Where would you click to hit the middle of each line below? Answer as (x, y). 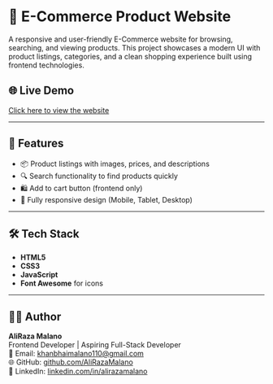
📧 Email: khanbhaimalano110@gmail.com (76, 354)
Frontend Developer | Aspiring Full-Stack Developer (95, 345)
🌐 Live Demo (41, 91)
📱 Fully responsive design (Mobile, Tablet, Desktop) (106, 199)
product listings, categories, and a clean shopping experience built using (130, 56)
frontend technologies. (47, 65)
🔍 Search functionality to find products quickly (99, 176)
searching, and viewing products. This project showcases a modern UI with (134, 47)
